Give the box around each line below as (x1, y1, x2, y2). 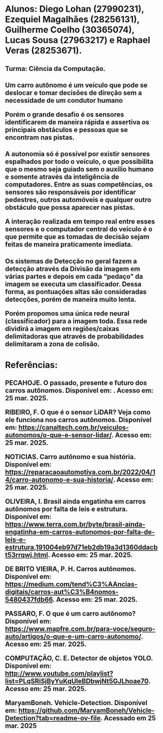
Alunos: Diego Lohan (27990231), (5, 3, 144, 15)
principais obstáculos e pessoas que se (5, 126, 128, 134)
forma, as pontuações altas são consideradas (5, 288, 147, 296)
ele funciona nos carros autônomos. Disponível (5, 416, 152, 424)
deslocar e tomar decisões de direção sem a (5, 89, 143, 97)
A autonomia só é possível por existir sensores (5, 150, 150, 158)
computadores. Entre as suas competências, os (5, 180, 153, 189)
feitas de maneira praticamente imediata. (5, 241, 133, 249)
